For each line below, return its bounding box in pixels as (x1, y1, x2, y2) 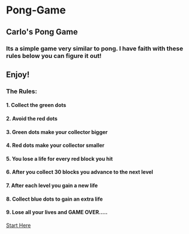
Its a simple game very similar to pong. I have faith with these (6, 44, 183, 53)
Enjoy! (6, 70, 30, 80)
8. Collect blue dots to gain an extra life (6, 195, 104, 202)
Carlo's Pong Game (6, 27, 78, 37)
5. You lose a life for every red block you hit (6, 155, 113, 162)
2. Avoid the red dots (6, 115, 58, 122)
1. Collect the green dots (6, 102, 66, 109)
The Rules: (6, 87, 37, 95)
